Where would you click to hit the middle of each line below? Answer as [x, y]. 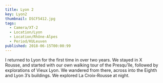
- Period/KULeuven [28, 41]
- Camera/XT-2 [24, 28]
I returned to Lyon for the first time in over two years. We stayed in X [74, 60]
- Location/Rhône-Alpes [33, 37]
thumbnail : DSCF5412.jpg [30, 19]
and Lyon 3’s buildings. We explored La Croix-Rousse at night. [67, 75]
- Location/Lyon [26, 32]
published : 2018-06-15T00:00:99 [38, 46]
